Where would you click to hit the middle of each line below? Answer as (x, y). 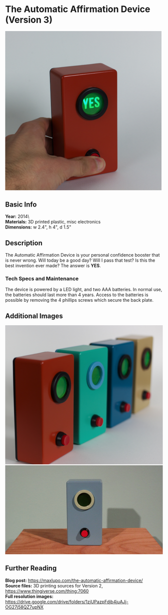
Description (24, 243)
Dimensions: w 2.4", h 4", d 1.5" (38, 227)
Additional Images (34, 316)
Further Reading (31, 568)
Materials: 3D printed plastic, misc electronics (53, 222)
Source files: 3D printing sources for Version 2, (54, 585)
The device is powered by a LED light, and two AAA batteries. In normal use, (84, 290)
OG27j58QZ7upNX (24, 607)
